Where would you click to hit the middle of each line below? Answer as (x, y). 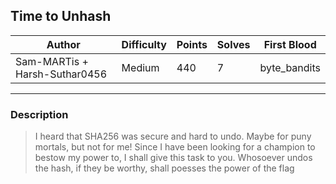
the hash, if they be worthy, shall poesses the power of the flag (164, 168)
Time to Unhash (61, 16)
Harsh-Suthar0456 (61, 74)
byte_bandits (290, 67)
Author (63, 44)
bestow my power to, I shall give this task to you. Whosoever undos (173, 158)
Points (192, 44)
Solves (233, 44)
